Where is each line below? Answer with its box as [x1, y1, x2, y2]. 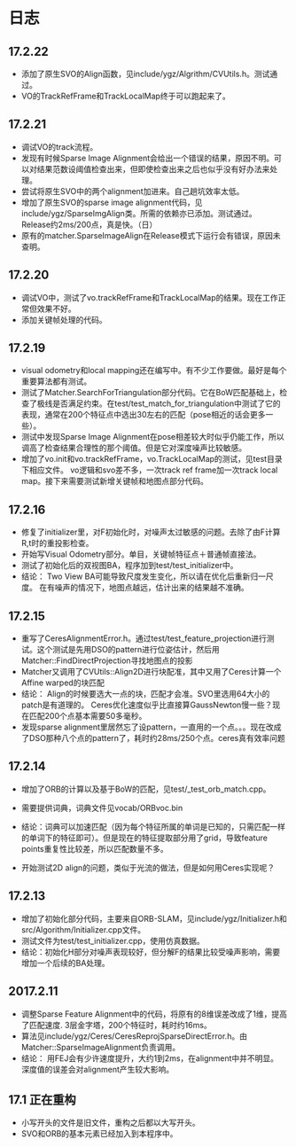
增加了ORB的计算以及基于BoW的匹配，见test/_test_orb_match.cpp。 [20, 784, 271, 794]
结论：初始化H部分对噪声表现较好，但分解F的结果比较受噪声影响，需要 [20, 946, 281, 957]
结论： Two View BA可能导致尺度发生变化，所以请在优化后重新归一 [20, 571, 267, 581]
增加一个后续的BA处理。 [20, 957, 110, 968]
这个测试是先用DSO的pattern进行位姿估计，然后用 [36, 644, 221, 655]
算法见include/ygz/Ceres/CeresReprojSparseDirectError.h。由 [20, 1030, 247, 1042]
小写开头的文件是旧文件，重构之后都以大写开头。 [20, 1118, 200, 1128]
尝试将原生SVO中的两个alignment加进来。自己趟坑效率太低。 [20, 185, 245, 196]
